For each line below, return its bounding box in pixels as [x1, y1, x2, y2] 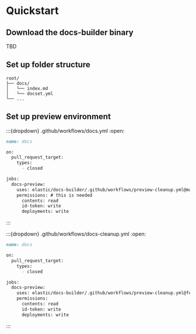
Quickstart [6, 4, 60, 18]
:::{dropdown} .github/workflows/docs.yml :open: [6, 127, 125, 134]
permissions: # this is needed [16, 192, 93, 198]
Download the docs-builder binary [6, 27, 134, 37]
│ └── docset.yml [6, 91, 54, 97]
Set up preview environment [6, 112, 111, 122]
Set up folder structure [6, 60, 90, 70]
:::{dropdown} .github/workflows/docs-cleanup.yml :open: [6, 230, 146, 237]
